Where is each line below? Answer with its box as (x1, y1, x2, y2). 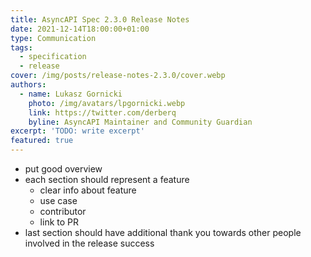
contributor (39, 206, 87, 217)
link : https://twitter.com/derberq (28, 107, 177, 118)
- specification (19, 52, 87, 62)
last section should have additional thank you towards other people (24, 227, 302, 238)
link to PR (39, 216, 79, 228)
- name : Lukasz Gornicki (19, 89, 123, 99)
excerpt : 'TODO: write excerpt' (10, 126, 145, 136)
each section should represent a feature (24, 174, 190, 185)
